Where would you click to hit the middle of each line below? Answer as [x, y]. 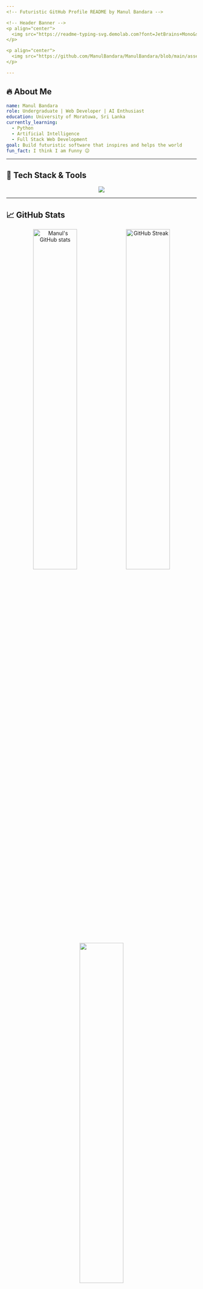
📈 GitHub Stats [36, 215]
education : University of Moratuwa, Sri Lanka [66, 117]
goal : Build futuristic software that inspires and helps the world [94, 145]
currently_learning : [32, 123]
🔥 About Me [29, 92]
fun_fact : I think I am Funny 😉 [48, 151]
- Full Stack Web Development [50, 139]
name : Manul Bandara [32, 106]
